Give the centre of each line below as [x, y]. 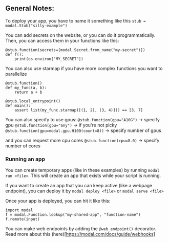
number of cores [23, 146]
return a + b [28, 92]
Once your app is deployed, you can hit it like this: [58, 201]
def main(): [18, 105]
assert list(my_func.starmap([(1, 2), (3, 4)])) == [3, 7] [79, 110]
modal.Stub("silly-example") [36, 26]
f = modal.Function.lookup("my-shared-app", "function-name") [73, 215]
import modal [19, 210]
